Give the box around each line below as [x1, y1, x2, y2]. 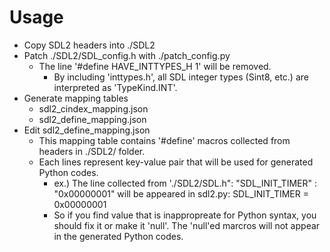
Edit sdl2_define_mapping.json [23, 124, 151, 136]
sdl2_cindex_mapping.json [38, 102, 149, 115]
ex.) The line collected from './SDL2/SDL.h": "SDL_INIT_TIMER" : [53, 177, 317, 189]
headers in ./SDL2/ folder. [38, 145, 146, 157]
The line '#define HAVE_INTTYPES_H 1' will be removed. [38, 60, 272, 72]
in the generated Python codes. [53, 230, 184, 242]
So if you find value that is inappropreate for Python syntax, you [53, 209, 317, 221]
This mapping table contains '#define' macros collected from [38, 134, 291, 146]
